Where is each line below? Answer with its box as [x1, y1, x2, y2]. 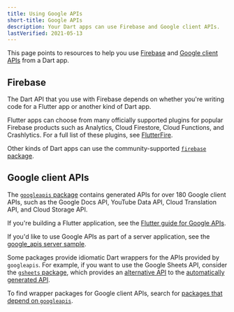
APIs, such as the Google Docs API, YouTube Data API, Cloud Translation [7, 198, 217, 206]
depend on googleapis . [7, 296, 73, 304]
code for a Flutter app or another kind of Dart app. [7, 103, 152, 111]
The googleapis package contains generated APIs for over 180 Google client [7, 190, 226, 199]
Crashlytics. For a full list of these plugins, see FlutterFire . [7, 131, 173, 140]
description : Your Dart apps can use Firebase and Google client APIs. [7, 23, 220, 30]
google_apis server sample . [7, 239, 87, 248]
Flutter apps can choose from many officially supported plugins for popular [7, 116, 224, 124]
